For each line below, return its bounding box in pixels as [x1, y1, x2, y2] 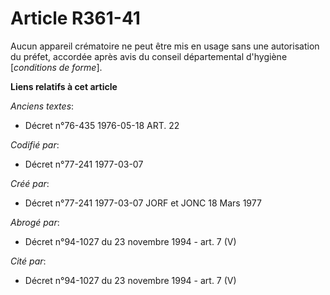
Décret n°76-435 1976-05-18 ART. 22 [24, 119, 180, 131]
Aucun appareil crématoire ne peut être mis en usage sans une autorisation [10, 40, 320, 52]
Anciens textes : [10, 100, 75, 112]
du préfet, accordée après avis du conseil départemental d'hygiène [10, 50, 288, 62]
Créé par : [10, 177, 50, 189]
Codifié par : [10, 138, 60, 151]
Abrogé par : [10, 216, 60, 228]
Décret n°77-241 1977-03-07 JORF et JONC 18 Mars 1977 [24, 197, 262, 209]
